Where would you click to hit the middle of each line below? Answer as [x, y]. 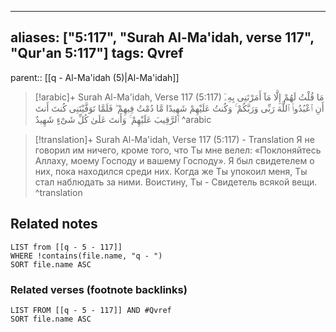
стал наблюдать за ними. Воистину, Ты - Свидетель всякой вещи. [176, 182]
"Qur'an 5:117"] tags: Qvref [97, 53]
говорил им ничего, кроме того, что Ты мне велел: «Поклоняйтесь [178, 150]
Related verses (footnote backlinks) [99, 289]
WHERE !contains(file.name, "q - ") [86, 256]
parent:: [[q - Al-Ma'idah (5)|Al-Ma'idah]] [95, 77]
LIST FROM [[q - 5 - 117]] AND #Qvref [91, 310]
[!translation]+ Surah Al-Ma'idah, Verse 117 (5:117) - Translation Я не [174, 139]
